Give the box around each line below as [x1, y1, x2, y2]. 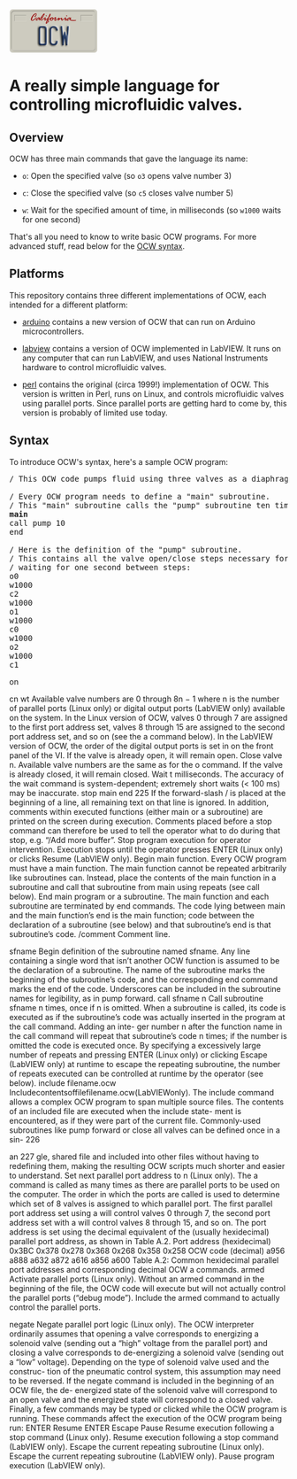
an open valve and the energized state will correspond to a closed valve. [9, 1394, 274, 1405]
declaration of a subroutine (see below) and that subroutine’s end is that [9, 919, 271, 930]
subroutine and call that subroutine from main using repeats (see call [9, 881, 260, 892]
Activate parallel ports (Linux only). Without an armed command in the [9, 1274, 265, 1284]
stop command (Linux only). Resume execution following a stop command [9, 1431, 278, 1443]
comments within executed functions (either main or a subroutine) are [9, 806, 263, 817]
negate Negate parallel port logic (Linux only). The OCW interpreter [9, 1319, 255, 1329]
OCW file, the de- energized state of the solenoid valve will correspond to [9, 1384, 278, 1395]
